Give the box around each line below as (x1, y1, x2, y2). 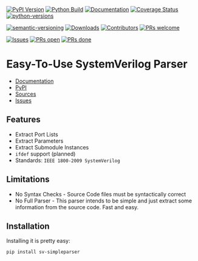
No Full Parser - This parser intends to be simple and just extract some (15, 197, 193, 204)
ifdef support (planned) (15, 150, 76, 157)
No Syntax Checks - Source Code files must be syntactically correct (15, 190, 186, 198)
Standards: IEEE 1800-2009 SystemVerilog (15, 156, 120, 164)
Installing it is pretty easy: (6, 237, 70, 245)
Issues (15, 96, 32, 104)
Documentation (15, 77, 54, 85)
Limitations (6, 174, 50, 185)
